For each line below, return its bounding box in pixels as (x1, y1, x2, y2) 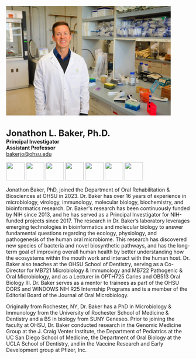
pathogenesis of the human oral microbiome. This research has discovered (6, 236, 187, 243)
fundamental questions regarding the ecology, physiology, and (6, 230, 157, 236)
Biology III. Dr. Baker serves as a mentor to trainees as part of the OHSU (6, 280, 180, 286)
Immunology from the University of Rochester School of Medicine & (6, 309, 169, 316)
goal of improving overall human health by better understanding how (18, 248, 184, 255)
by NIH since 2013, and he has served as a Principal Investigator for (6, 211, 170, 218)
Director (6, 267, 26, 274)
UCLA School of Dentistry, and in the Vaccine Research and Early (6, 340, 164, 347)
